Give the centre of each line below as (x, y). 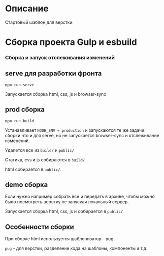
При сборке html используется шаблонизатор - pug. (60, 239)
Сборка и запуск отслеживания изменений (60, 58)
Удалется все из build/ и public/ (40, 150)
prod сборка (25, 110)
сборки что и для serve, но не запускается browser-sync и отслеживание (82, 135)
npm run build (20, 121)
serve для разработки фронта (53, 74)
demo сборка (27, 185)
